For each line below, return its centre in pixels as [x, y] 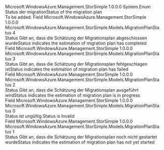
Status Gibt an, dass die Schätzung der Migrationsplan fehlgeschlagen [76, 64]
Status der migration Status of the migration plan [54, 12]
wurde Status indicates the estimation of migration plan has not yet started [80, 142]
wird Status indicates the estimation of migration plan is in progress [73, 95]
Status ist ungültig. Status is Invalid [40, 116]
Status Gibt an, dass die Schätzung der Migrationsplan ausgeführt [72, 90]
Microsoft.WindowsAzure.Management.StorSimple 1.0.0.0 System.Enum [78, 7]
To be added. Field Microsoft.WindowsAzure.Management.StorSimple [76, 17]
